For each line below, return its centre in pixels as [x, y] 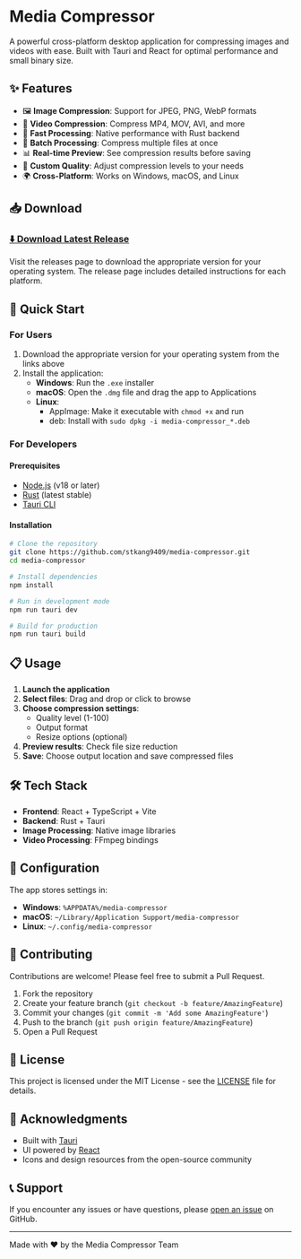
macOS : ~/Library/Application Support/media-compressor [131, 916]
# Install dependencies [54, 577]
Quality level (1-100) [72, 718]
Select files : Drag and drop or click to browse [107, 699]
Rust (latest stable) [57, 495]
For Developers [43, 444]
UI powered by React [61, 1150]
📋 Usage [35, 663]
